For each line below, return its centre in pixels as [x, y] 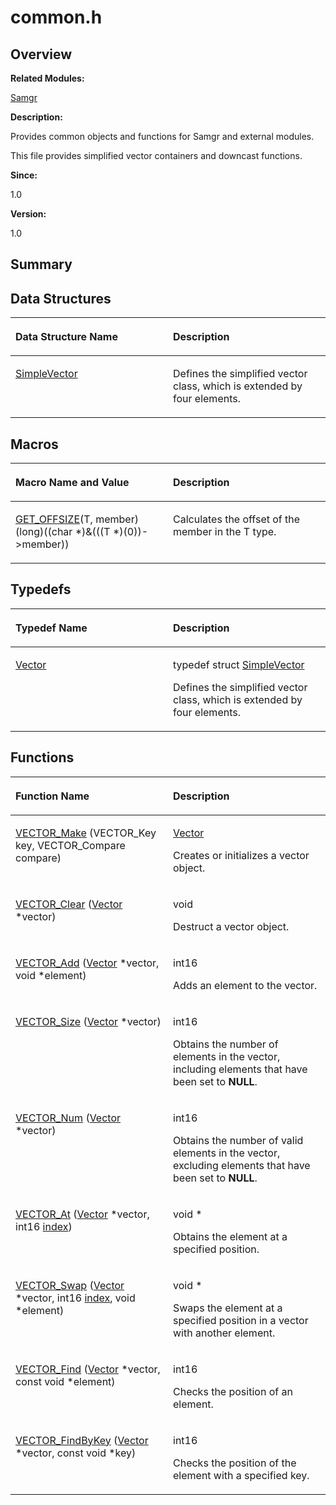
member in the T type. [225, 532]
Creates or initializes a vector [241, 855]
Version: [28, 214]
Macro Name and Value [72, 483]
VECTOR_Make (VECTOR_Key [86, 833]
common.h [56, 17]
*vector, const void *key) [76, 1453]
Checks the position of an [233, 1391]
